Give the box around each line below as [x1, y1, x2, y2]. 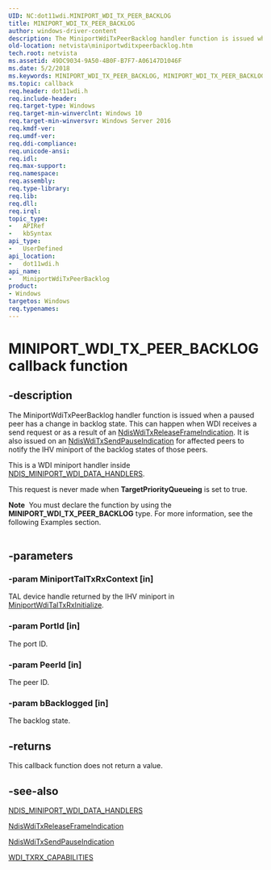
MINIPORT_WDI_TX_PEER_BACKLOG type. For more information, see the [8, 508, 253, 518]
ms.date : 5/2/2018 [8, 65, 70, 73]
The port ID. [8, 639, 48, 649]
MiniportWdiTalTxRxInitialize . [8, 600, 105, 610]
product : [8, 282, 38, 291]
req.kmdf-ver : [8, 124, 56, 132]
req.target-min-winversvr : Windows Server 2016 [8, 117, 172, 125]
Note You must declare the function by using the [8, 500, 172, 510]
